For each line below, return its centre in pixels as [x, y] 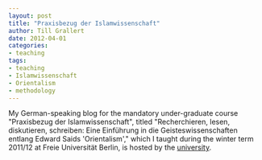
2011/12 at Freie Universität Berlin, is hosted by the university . [110, 148]
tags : [17, 61]
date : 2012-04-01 [37, 38]
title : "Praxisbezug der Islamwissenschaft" [84, 23]
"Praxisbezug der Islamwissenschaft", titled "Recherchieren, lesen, [119, 122]
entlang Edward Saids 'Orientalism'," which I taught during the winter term [131, 139]
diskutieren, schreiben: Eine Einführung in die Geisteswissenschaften [123, 130]
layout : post [30, 16]
